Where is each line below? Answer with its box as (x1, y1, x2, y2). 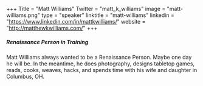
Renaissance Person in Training (6, 38, 89, 45)
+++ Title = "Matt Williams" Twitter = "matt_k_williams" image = (6, 5, 166, 12)
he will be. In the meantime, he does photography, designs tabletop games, (6, 60, 195, 67)
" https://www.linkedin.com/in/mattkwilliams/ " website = (6, 18, 146, 25)
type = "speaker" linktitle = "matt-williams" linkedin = (41, 12, 174, 19)
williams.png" (6, 12, 41, 19)
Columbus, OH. (6, 73, 44, 80)
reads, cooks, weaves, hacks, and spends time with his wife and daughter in (6, 66, 198, 73)
